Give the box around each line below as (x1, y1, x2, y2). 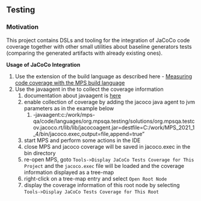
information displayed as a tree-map (23, 169, 114, 176)
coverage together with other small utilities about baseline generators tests (6, 43, 192, 50)
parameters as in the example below (23, 105, 114, 112)
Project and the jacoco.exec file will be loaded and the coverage (23, 162, 185, 169)
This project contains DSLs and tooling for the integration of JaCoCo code (6, 36, 190, 44)
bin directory (23, 149, 56, 156)
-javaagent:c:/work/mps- (32, 111, 95, 118)
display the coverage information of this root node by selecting (23, 181, 180, 188)
